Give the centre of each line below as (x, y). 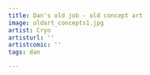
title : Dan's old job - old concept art (76, 15)
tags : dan (24, 52)
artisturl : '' (32, 37)
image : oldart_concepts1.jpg (56, 23)
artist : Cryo (30, 30)
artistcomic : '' (35, 45)
